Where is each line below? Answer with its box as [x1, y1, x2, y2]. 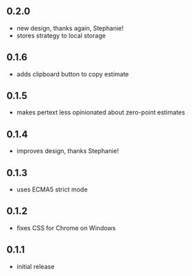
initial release [16, 262, 55, 270]
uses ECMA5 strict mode [16, 185, 88, 193]
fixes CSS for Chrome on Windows [16, 223, 116, 232]
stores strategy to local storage [16, 31, 106, 40]
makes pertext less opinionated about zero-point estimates [16, 108, 185, 117]
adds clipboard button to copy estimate [16, 69, 129, 78]
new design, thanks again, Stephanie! [16, 24, 124, 32]
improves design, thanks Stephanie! [16, 147, 119, 155]
